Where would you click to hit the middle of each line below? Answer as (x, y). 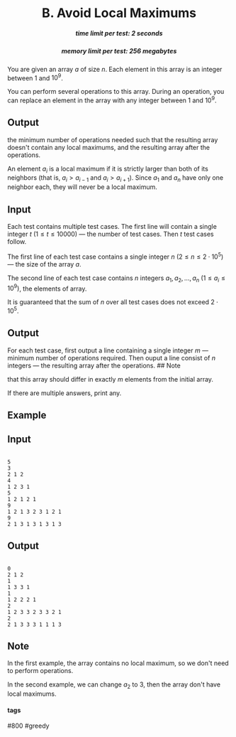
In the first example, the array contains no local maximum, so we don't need (118, 663)
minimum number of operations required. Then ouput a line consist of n (112, 357)
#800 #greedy (28, 726)
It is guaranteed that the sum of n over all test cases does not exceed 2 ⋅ (113, 302)
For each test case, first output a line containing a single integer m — (108, 350)
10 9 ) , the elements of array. (47, 288)
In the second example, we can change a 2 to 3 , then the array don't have (114, 685)
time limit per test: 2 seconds (119, 33)
